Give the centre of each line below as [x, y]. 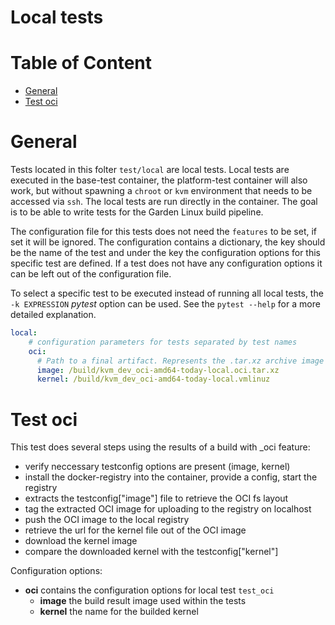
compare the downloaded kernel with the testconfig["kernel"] [151, 552]
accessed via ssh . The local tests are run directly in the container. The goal [164, 202]
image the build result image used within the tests [143, 601]
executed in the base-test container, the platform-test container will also [159, 180]
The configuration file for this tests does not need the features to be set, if [164, 232]
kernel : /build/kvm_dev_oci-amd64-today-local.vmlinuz [153, 379]
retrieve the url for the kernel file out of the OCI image [135, 530]
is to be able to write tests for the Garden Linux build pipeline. [137, 212]
